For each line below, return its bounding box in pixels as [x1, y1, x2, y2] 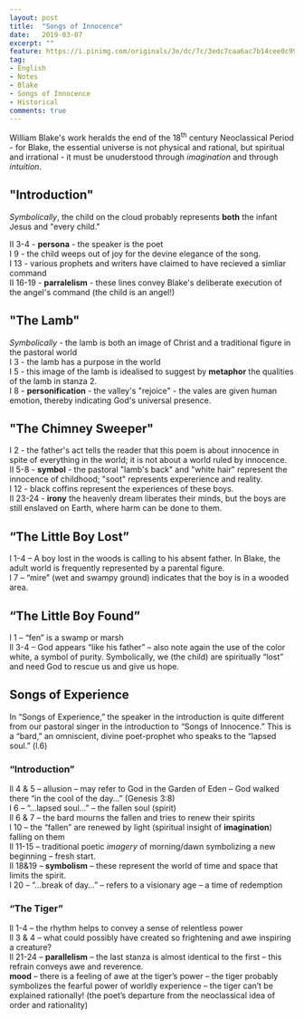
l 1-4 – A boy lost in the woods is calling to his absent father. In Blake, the [9, 553, 280, 564]
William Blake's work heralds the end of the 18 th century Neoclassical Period [9, 130, 294, 143]
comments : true [9, 106, 67, 115]
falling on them [9, 832, 65, 842]
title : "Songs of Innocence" [9, 22, 124, 31]
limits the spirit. [9, 870, 66, 881]
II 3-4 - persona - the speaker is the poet [9, 238, 164, 249]
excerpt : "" [9, 38, 54, 48]
